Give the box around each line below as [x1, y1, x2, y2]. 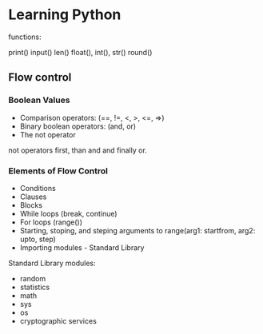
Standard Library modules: [8, 258, 96, 268]
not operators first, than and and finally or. [8, 145, 148, 155]
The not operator [19, 129, 76, 139]
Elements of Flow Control [8, 165, 108, 177]
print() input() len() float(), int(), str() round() [8, 47, 153, 57]
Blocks [19, 200, 42, 209]
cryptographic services [19, 316, 98, 325]
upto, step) [19, 234, 56, 244]
